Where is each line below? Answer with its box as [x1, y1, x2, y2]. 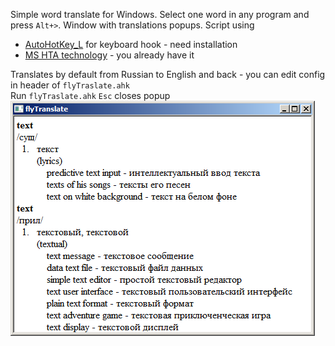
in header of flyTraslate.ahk [10, 79, 130, 91]
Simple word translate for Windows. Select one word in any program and [10, 9, 310, 20]
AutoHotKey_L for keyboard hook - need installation [24, 39, 238, 50]
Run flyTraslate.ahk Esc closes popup [10, 90, 171, 101]
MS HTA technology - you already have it [24, 49, 195, 61]
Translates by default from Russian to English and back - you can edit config [10, 69, 326, 80]
